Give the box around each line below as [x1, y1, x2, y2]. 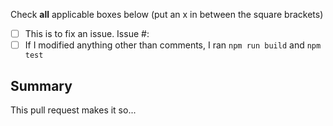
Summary [10, 77, 73, 94]
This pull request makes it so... [10, 104, 137, 116]
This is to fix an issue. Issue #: [24, 28, 150, 39]
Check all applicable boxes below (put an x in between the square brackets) [10, 9, 324, 20]
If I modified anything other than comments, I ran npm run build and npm [24, 39, 322, 51]
